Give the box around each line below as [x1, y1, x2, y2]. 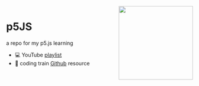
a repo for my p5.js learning [6, 39, 73, 47]
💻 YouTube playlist [14, 51, 62, 58]
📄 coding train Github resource [14, 59, 90, 67]
